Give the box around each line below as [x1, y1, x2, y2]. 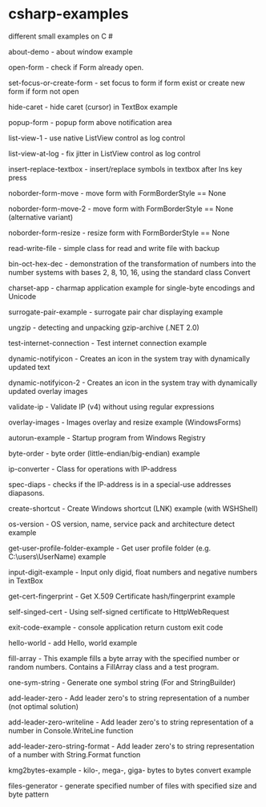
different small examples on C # [8, 31, 114, 41]
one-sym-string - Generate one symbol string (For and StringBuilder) [8, 677, 236, 687]
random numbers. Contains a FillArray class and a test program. [8, 662, 220, 671]
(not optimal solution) [8, 701, 79, 711]
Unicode [8, 291, 37, 301]
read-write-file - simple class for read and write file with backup [8, 243, 220, 253]
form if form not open [8, 86, 79, 96]
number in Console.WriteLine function [8, 725, 134, 735]
